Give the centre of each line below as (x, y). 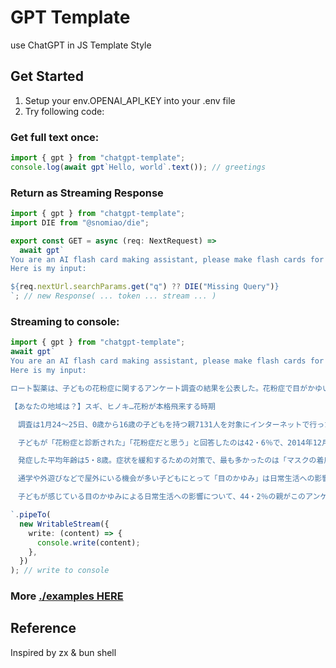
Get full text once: (55, 137)
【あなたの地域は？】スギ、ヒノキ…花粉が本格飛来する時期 (113, 406)
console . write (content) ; (88, 542)
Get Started (47, 76)
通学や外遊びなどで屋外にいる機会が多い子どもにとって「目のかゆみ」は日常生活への (166, 479)
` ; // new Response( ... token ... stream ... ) (113, 296)
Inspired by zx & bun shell (63, 652)
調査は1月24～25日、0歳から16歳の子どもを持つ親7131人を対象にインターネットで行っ (171, 424)
